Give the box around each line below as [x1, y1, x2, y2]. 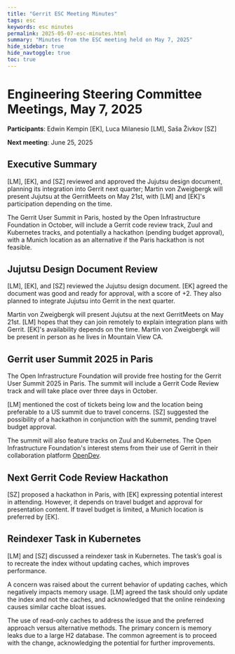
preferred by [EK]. [7, 512, 60, 521]
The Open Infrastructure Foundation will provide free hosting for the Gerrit [7, 372, 222, 380]
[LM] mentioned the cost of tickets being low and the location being [7, 400, 203, 409]
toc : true [7, 56, 36, 63]
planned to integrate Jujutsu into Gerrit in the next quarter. [7, 296, 175, 306]
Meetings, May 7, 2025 [7, 101, 143, 117]
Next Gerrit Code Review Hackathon [7, 471, 168, 483]
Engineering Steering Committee [7, 86, 202, 102]
